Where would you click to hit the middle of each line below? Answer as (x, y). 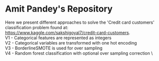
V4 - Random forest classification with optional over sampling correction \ (79, 53)
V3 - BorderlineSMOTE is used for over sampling (54, 48)
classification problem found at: (37, 27)
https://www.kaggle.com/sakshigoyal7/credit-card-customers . (68, 32)
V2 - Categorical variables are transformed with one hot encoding (71, 43)
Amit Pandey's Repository (59, 9)
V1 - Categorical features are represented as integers (58, 38)
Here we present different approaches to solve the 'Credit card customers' (80, 22)
